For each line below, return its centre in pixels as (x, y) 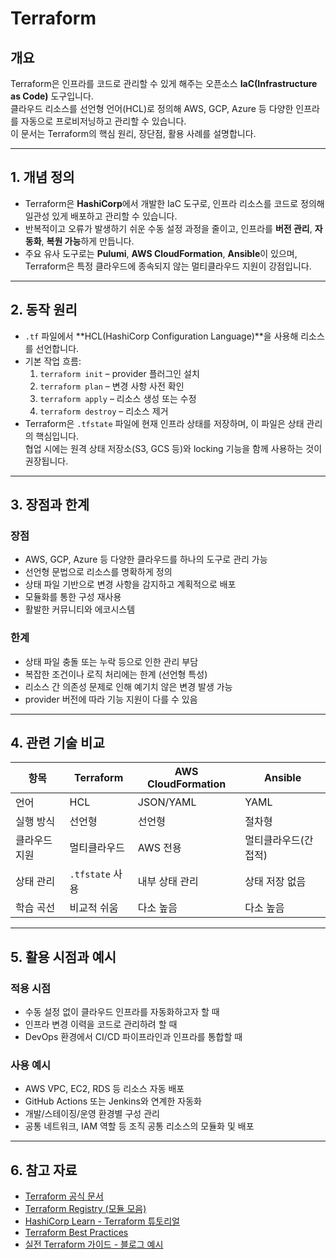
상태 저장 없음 (275, 882)
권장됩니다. (46, 461)
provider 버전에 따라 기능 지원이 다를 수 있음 (111, 699)
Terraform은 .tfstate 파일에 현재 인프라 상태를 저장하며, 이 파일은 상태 (164, 423)
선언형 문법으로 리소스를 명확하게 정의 (98, 572)
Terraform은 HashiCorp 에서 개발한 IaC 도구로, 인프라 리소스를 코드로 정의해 (174, 203)
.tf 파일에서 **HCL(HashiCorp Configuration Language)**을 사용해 (161, 336)
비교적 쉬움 (94, 908)
